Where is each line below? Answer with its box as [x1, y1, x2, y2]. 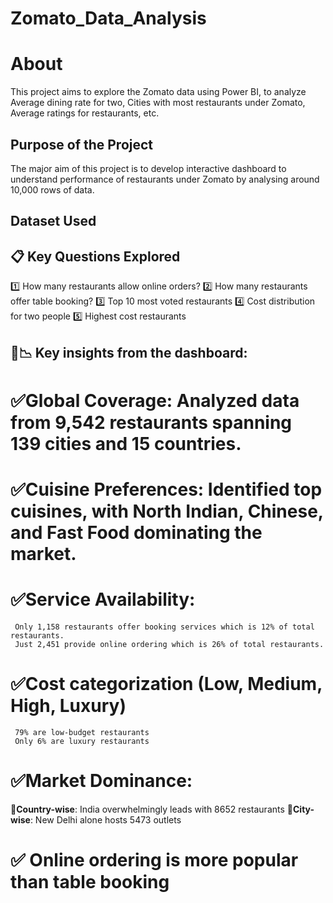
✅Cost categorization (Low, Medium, [10, 673, 323, 696]
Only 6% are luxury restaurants [14, 736, 150, 746]
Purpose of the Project [10, 136, 154, 153]
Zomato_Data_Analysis [10, 7, 207, 30]
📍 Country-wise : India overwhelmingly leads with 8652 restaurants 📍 [10, 803, 293, 815]
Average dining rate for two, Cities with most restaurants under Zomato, [10, 97, 306, 109]
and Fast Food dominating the [10, 521, 263, 544]
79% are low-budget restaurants [14, 727, 150, 737]
